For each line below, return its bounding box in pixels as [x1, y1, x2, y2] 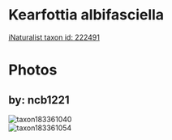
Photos [8, 61, 58, 79]
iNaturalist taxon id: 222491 [8, 32, 100, 42]
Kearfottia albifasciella [8, 6, 165, 24]
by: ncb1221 [8, 93, 71, 107]
